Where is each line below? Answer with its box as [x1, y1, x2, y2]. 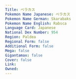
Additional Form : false [5, 44, 54, 49]
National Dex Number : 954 [5, 30, 58, 35]
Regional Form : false [5, 39, 50, 44]
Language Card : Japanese [5, 26, 56, 30]
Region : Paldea [5, 35, 36, 40]
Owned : [5, 67, 19, 72]
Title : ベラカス [5, 7, 35, 12]
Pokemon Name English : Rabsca [5, 21, 67, 26]
